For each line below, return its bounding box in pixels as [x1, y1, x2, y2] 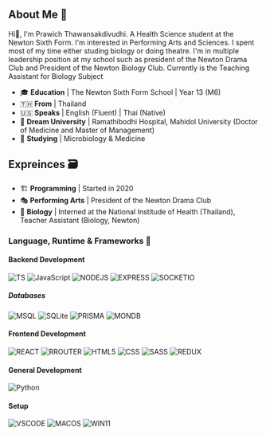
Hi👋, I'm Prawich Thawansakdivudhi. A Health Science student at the [8, 29, 234, 38]
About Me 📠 [8, 8, 68, 22]
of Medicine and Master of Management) [19, 125, 155, 135]
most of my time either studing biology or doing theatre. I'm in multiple [8, 45, 240, 56]
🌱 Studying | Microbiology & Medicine [19, 133, 146, 143]
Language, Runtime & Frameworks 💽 [8, 235, 151, 246]
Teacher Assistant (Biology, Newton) [19, 215, 140, 225]
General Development [8, 365, 82, 374]
